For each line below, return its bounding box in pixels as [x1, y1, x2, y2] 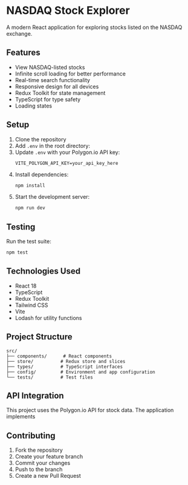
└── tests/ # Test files [6, 374, 94, 381]
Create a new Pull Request [15, 472, 82, 480]
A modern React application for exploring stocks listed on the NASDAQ [6, 24, 183, 31]
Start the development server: [15, 193, 90, 201]
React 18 [15, 282, 37, 289]
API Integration [6, 391, 65, 401]
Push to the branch [15, 466, 63, 473]
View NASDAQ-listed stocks [15, 63, 85, 71]
